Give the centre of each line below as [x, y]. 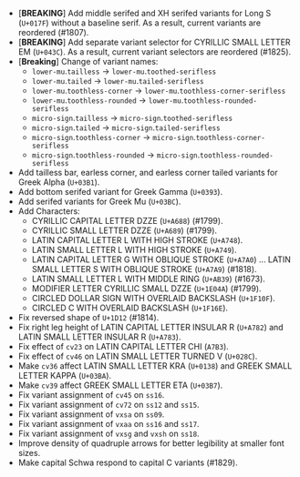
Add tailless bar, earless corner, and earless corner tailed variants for [148, 173]
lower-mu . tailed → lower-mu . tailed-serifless [118, 81]
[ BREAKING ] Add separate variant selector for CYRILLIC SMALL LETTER [154, 42]
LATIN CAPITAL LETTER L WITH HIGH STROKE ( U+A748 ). [137, 240]
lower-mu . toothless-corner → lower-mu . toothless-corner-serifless [159, 91]
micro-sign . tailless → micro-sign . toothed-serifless [132, 118]
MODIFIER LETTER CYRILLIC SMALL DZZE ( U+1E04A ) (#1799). [146, 289]
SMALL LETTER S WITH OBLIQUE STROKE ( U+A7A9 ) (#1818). [144, 269]
